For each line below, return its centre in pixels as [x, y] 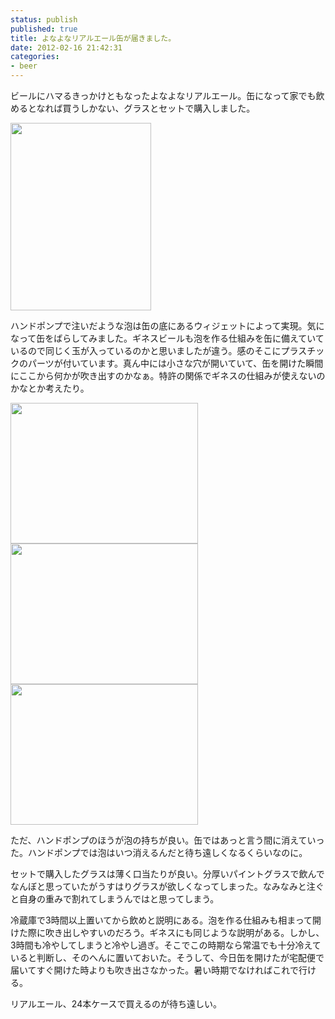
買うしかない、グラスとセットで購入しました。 [159, 108]
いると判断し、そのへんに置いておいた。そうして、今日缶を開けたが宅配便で [167, 957]
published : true [44, 29]
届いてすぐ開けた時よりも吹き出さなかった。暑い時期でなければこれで [154, 970]
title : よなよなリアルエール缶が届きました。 [93, 38]
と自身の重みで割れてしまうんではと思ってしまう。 [115, 899]
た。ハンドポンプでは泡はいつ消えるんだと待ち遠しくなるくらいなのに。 [159, 852]
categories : [35, 57]
